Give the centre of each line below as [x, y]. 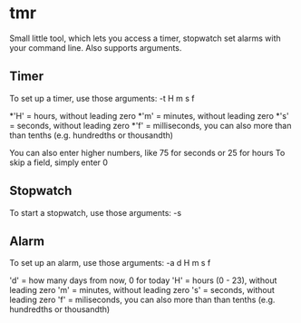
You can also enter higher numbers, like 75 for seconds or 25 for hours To [147, 152]
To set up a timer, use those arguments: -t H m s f [102, 98]
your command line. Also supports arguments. [96, 47]
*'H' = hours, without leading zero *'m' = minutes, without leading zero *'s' [149, 115]
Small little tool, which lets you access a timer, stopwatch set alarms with [145, 38]
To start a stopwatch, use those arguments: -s [96, 212]
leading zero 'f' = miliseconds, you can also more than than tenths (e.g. [142, 300]
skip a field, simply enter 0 [59, 162]
